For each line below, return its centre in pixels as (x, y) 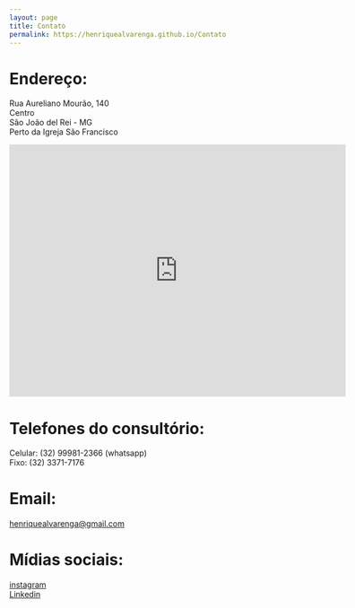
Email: (33, 499)
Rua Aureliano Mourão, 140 (59, 103)
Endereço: (48, 78)
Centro (22, 113)
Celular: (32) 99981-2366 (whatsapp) (78, 453)
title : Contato (38, 26)
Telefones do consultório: (107, 428)
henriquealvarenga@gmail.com (67, 524)
